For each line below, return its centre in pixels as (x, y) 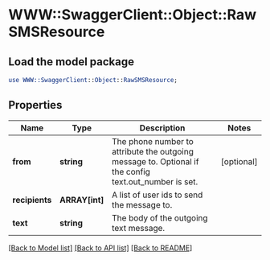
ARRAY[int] (82, 200)
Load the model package (72, 62)
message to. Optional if (155, 161)
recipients (32, 200)
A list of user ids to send (157, 195)
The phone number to (153, 141)
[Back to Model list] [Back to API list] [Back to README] (100, 248)
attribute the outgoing (153, 151)
